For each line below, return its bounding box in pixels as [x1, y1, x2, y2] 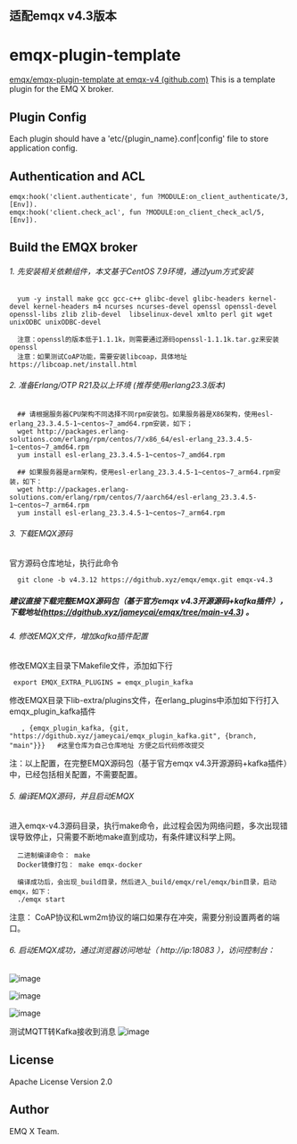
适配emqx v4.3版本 [9, 8, 118, 24]
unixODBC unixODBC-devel [9, 318, 102, 327]
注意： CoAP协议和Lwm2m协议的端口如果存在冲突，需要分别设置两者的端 [9, 911, 281, 922]
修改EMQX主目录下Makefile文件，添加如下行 [9, 659, 174, 671]
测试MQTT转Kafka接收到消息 [9, 1025, 117, 1037]
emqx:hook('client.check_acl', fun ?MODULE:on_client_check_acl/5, [9, 208, 266, 217]
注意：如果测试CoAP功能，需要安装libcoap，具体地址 [17, 352, 187, 361]
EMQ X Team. [9, 1125, 60, 1136]
